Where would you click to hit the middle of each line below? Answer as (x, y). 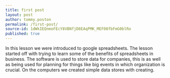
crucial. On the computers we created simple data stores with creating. (80, 70)
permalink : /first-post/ (32, 24)
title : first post (25, 10)
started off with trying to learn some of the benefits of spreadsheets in (79, 54)
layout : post (19, 15)
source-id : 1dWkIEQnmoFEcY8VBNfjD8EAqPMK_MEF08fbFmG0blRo (68, 29)
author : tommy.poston (28, 19)
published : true (22, 34)
